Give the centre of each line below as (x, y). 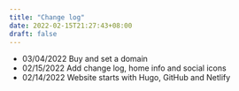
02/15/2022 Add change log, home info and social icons (124, 68)
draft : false (33, 34)
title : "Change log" (47, 17)
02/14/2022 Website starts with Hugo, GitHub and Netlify (126, 78)
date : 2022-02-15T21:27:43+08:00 (71, 26)
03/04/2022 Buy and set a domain (85, 59)
